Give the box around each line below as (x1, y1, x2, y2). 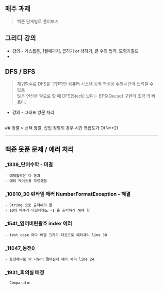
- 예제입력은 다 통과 (5, 173, 41, 179)
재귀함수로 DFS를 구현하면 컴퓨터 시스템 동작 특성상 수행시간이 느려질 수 (16, 81, 154, 87)
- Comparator (5, 280, 32, 286)
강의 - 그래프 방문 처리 (12, 109, 54, 115)
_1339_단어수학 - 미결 (5, 161, 53, 168)
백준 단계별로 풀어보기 (16, 18, 59, 24)
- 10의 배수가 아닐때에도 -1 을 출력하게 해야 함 (5, 208, 90, 213)
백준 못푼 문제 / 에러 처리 (5, 145, 74, 153)
